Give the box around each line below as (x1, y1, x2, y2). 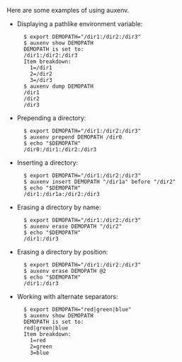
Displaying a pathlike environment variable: (16, 20, 143, 28)
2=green (30, 343, 52, 350)
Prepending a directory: (16, 114, 86, 122)
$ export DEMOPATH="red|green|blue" (23, 306, 132, 313)
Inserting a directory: (16, 158, 79, 167)
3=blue (30, 349, 50, 356)
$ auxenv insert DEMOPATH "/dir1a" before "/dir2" (23, 178, 176, 185)
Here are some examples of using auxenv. (6, 6, 130, 14)
